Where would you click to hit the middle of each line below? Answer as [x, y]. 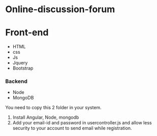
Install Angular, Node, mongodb [46, 117]
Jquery [20, 63]
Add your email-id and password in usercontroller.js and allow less [82, 123]
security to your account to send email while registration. [72, 128]
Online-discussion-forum [60, 9]
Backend [17, 81]
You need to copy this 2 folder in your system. [53, 108]
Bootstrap [23, 68]
